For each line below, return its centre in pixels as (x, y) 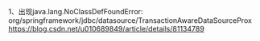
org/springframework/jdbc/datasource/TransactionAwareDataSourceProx (130, 20)
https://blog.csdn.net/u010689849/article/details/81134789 (107, 29)
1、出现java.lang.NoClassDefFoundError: (76, 11)
